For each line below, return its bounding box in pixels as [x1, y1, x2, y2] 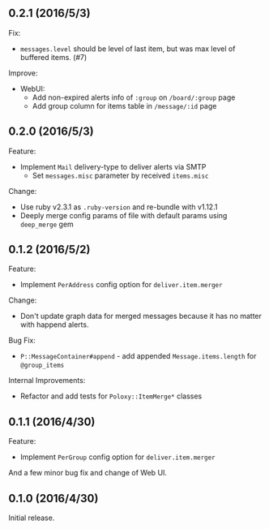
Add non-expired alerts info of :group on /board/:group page [32, 92, 236, 102]
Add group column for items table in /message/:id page [32, 101, 217, 110]
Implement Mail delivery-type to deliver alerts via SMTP [19, 161, 207, 171]
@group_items [19, 361, 65, 370]
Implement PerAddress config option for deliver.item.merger [19, 280, 223, 290]
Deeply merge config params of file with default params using [19, 210, 228, 220]
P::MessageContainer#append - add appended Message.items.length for [19, 351, 257, 361]
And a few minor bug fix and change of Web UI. [8, 468, 168, 478]
